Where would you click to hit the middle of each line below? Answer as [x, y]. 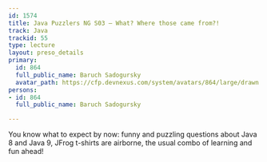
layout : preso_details [46, 53]
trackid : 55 [28, 38]
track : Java [28, 30]
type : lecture [32, 45]
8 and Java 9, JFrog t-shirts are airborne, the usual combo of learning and [130, 143]
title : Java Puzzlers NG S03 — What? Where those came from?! [114, 23]
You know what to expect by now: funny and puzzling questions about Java [133, 134]
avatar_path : [37, 82]
